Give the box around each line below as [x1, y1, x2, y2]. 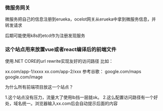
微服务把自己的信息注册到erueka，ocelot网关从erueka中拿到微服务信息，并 [5, 16, 156, 22]
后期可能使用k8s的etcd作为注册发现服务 [5, 33, 85, 38]
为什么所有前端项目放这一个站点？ [5, 84, 73, 90]
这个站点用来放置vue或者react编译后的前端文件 [5, 46, 117, 53]
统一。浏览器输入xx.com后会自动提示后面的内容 [21, 100, 118, 106]
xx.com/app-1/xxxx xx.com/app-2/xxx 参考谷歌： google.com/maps [5, 68, 142, 74]
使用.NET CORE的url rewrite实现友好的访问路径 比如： [5, 58, 113, 64]
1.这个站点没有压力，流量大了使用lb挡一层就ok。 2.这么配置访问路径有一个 [5, 94, 154, 100]
